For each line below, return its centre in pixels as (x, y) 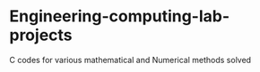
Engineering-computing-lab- (120, 16)
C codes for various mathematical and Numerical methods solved (130, 60)
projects (41, 35)
